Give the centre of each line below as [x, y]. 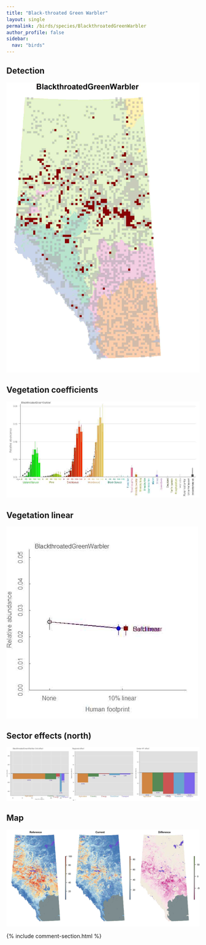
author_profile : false [35, 33]
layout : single [26, 19]
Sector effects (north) [49, 735]
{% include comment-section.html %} [54, 936]
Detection [25, 71]
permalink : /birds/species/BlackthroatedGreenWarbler [77, 26]
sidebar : [17, 39]
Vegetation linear [40, 515]
